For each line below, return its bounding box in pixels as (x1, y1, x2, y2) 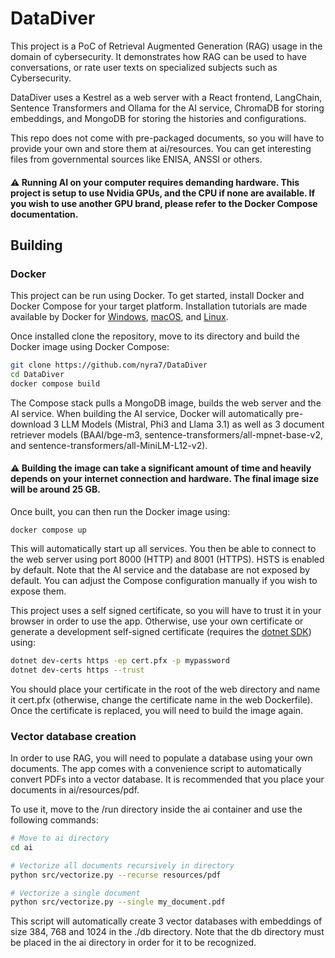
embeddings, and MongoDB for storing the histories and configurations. (10, 112, 307, 124)
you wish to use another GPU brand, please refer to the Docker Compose (10, 197, 318, 209)
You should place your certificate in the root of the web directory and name (10, 683, 321, 695)
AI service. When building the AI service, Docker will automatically (10, 407, 283, 419)
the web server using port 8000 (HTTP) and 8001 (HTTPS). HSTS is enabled (10, 553, 325, 566)
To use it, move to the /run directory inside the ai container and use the (10, 803, 303, 816)
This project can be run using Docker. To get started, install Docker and (10, 290, 305, 302)
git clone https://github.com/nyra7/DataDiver (10, 360, 208, 371)
